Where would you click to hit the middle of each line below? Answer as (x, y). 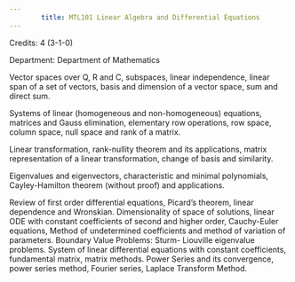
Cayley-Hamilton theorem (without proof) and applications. (117, 185)
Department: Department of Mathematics (84, 59)
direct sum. (30, 96)
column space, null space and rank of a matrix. (95, 132)
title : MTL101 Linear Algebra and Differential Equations (151, 17)
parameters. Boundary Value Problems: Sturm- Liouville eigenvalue (132, 239)
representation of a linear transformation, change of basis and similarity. (141, 158)
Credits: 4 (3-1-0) (41, 43)
